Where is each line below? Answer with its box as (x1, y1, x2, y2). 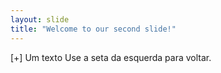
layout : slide (10, 14, 70, 25)
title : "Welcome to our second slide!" (10, 24, 177, 34)
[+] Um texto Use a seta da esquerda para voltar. (10, 51, 212, 63)
